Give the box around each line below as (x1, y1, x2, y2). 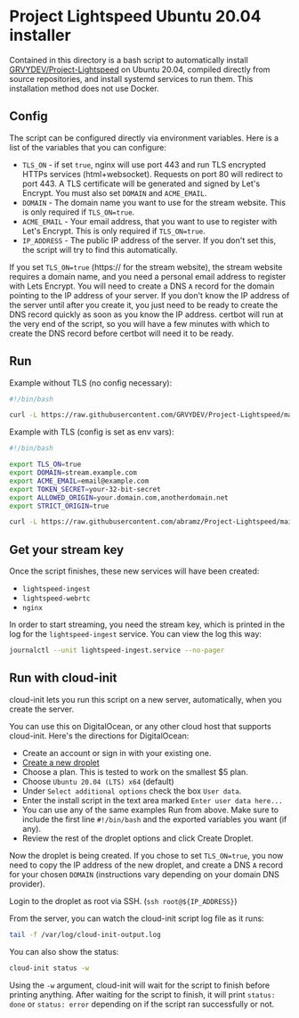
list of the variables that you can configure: (9, 142, 166, 152)
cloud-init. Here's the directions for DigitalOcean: (9, 730, 190, 741)
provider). (9, 878, 46, 889)
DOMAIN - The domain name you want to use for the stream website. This (21, 197, 287, 208)
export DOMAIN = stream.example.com (9, 468, 138, 477)
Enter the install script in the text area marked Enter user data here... (21, 794, 283, 805)
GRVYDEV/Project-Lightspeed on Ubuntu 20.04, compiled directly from (9, 64, 271, 75)
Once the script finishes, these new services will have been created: (9, 566, 260, 576)
